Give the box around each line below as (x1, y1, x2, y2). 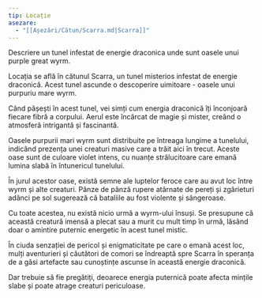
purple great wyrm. (8, 56, 71, 66)
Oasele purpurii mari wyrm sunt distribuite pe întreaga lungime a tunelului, (8, 136, 249, 145)
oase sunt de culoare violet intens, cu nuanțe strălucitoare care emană (8, 153, 237, 162)
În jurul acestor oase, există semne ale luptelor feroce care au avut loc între (8, 176, 253, 186)
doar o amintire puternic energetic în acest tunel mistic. (8, 225, 188, 235)
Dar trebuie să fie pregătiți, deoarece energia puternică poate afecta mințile (8, 273, 253, 282)
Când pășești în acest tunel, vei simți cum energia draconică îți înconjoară (8, 104, 248, 113)
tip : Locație (8, 11, 51, 20)
